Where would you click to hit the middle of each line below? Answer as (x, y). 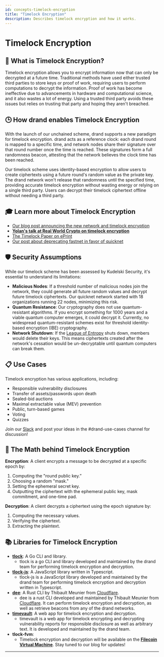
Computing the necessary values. (46, 516)
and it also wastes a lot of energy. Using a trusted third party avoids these (79, 99)
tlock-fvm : (23, 634)
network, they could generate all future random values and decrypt (80, 291)
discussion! (17, 434)
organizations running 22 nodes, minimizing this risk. (65, 302)
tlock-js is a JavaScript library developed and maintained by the (83, 577)
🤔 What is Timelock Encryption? (55, 61)
